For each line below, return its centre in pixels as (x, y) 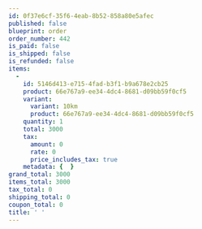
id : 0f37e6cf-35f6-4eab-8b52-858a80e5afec (81, 16)
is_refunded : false (41, 62)
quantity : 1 (43, 122)
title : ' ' (27, 212)
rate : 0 (43, 152)
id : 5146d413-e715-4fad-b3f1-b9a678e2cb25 (96, 84)
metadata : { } (49, 167)
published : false (38, 24)
